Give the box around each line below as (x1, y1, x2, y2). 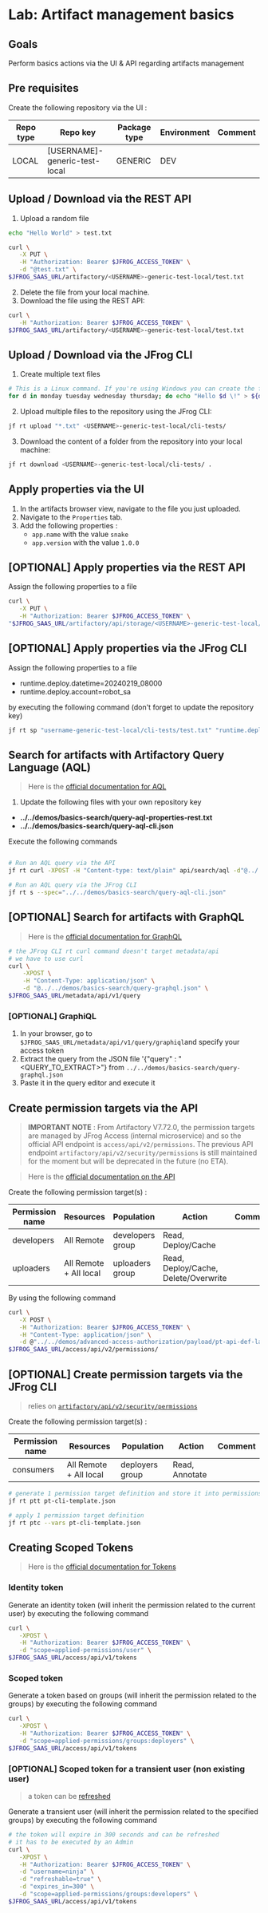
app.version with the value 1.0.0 (31, 537, 140, 547)
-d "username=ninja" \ (18, 1868, 94, 1876)
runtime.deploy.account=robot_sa (19, 686, 132, 696)
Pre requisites (8, 81, 79, 95)
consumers (12, 1464, 54, 1476)
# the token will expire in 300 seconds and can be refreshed (8, 1831, 219, 1839)
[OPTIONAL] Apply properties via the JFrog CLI (8, 642, 247, 655)
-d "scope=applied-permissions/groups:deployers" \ (18, 1737, 195, 1745)
